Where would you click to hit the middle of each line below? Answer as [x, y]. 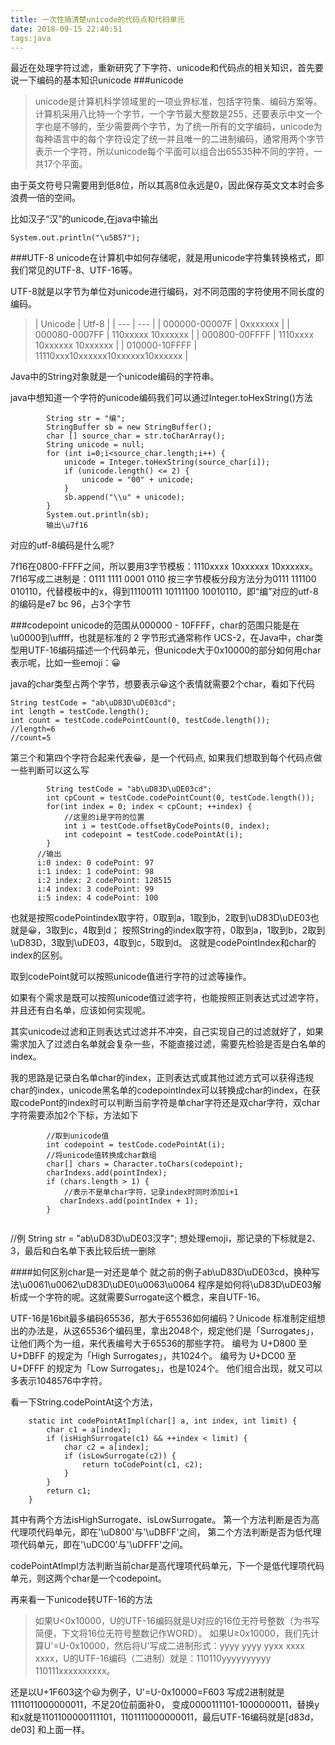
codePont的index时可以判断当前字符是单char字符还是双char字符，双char [169, 1103]
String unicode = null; [95, 445]
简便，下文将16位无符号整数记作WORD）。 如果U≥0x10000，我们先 [172, 1633]
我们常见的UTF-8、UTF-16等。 [74, 270]
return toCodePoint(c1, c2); [142, 1465]
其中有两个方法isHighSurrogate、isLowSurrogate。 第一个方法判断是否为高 [165, 1520]
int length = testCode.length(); [80, 712]
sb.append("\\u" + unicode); [124, 497]
